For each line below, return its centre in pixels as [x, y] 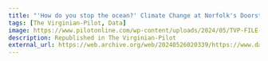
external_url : [32, 45]
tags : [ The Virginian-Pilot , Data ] [67, 23]
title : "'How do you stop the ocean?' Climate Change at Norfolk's [123, 15]
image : [19, 30]
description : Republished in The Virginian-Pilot [93, 38]
